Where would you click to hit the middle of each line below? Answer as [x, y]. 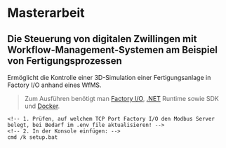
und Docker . [42, 106]
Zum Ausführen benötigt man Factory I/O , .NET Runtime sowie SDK [122, 99]
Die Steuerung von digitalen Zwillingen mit [102, 39]
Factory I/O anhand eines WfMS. [54, 85]
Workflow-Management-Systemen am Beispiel [112, 49]
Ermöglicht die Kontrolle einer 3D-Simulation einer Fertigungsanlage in [109, 78]
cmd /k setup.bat [33, 137]
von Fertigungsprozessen [65, 61]
